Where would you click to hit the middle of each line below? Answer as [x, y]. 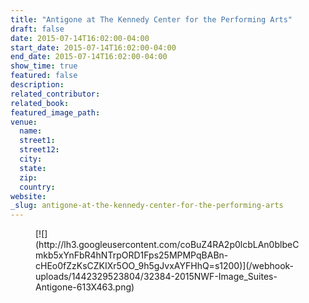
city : [31, 159]
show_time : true [44, 66]
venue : [24, 122]
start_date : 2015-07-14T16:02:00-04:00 [93, 47]
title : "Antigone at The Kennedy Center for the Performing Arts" [151, 19]
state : [33, 168]
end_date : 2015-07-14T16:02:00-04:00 [89, 57]
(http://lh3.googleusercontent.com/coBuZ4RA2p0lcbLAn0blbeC [167, 245]
